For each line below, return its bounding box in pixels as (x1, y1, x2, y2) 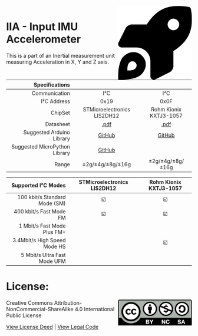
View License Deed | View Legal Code (6, 323, 99, 330)
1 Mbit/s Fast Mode (18, 222, 66, 229)
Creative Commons (6, 299, 53, 306)
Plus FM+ (42, 229, 66, 235)
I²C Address (41, 98, 71, 105)
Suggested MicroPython (11, 143, 71, 150)
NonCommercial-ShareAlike (6, 305, 74, 312)
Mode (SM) (38, 200, 66, 207)
